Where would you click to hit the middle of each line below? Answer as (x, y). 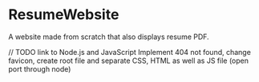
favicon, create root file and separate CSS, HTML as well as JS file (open (128, 61)
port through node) (40, 68)
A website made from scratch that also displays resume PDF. (109, 37)
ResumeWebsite (64, 15)
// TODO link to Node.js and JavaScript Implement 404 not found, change (129, 52)
